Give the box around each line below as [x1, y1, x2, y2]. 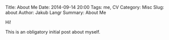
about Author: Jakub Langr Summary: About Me [5, 9, 106, 15]
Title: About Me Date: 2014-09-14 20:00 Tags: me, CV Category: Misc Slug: [5, 4, 164, 10]
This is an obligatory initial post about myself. [5, 29, 101, 34]
